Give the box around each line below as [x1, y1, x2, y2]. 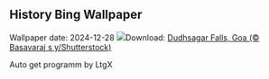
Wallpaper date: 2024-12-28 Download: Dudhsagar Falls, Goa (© [9, 31, 260, 43]
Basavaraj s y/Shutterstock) [9, 41, 112, 52]
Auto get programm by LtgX [9, 58, 113, 70]
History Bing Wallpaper [9, 7, 143, 22]
